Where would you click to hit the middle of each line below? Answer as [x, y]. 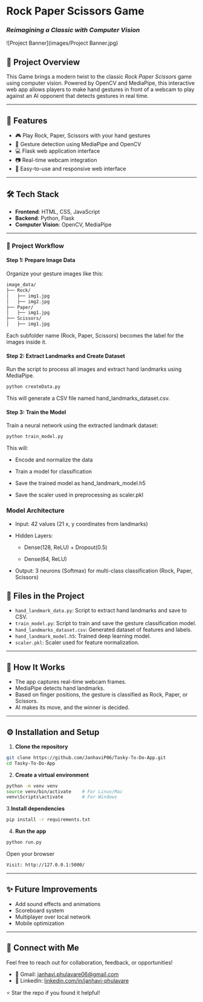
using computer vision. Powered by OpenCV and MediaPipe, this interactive [101, 83]
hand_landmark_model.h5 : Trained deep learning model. [83, 636]
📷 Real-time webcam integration [56, 160]
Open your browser [31, 854]
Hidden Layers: [34, 535]
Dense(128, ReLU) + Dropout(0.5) [66, 547]
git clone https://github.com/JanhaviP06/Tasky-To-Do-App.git [86, 757]
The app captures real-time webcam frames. [71, 682]
